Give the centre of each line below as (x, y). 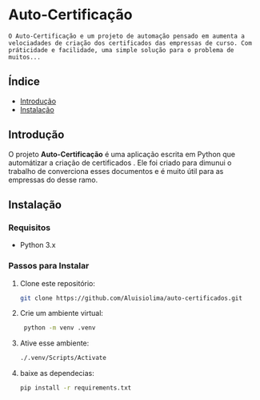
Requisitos (29, 228)
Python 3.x (38, 245)
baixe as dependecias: (57, 374)
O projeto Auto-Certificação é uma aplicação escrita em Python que (122, 154)
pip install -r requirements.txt (76, 388)
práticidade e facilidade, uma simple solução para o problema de (121, 50)
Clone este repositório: (58, 283)
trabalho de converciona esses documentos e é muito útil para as (116, 171)
